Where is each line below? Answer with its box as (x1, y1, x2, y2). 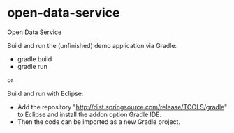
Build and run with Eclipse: (7, 89, 84, 97)
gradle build (17, 54, 52, 63)
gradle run (17, 62, 47, 70)
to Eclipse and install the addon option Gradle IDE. (17, 110, 162, 118)
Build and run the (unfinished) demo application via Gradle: (7, 41, 177, 49)
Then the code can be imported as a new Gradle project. (17, 117, 180, 126)
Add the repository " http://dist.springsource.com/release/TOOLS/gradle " (17, 102, 228, 111)
